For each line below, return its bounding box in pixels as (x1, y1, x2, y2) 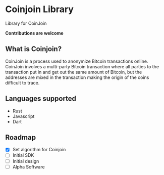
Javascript (12, 113, 35, 119)
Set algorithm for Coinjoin (12, 147, 66, 153)
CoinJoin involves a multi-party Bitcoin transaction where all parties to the (5, 63, 159, 69)
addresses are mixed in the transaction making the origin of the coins (5, 74, 149, 80)
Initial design (12, 158, 39, 164)
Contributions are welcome (5, 30, 64, 36)
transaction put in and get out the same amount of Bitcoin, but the (5, 69, 142, 75)
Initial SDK (12, 152, 34, 158)
